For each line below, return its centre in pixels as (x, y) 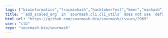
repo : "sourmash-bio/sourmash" (38, 28)
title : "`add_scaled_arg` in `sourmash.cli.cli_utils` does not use (78, 14)
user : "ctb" (17, 23)
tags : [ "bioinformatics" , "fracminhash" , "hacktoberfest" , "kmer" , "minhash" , (85, 10)
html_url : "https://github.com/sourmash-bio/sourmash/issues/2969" (77, 19)
